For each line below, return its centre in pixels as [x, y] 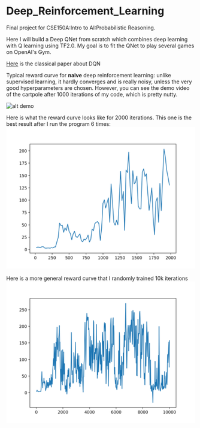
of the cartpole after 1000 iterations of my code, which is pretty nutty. [92, 94]
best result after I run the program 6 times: [58, 123]
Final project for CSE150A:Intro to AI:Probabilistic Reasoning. [81, 28]
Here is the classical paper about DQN [53, 64]
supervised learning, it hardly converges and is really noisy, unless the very [99, 82]
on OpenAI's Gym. [29, 52]
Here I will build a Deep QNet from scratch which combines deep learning [97, 39]
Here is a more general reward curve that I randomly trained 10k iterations [97, 278]
